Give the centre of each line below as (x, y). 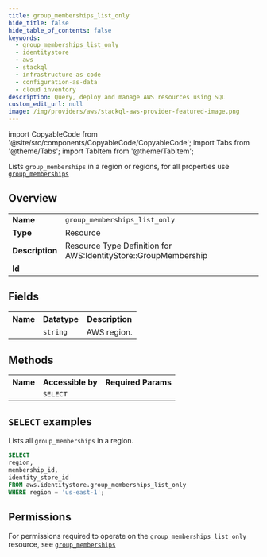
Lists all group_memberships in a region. (71, 441)
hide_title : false (39, 23)
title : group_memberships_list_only (69, 15)
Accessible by (70, 382)
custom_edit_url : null (46, 104)
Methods (31, 360)
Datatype (61, 319)
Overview (33, 198)
